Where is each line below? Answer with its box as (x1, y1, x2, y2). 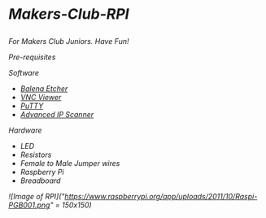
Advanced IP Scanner (20, 110, 94, 120)
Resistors (20, 150, 52, 159)
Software (8, 68, 39, 78)
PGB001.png (8, 200, 50, 210)
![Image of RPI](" (8, 192, 65, 202)
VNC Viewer (20, 93, 62, 102)
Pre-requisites (8, 52, 56, 62)
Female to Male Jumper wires (20, 159, 120, 168)
